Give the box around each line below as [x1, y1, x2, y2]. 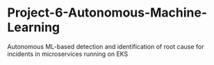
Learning [7, 19, 60, 35]
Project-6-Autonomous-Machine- [7, 5, 208, 21]
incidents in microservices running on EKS [7, 50, 129, 58]
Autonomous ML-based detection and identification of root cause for [7, 42, 204, 50]
